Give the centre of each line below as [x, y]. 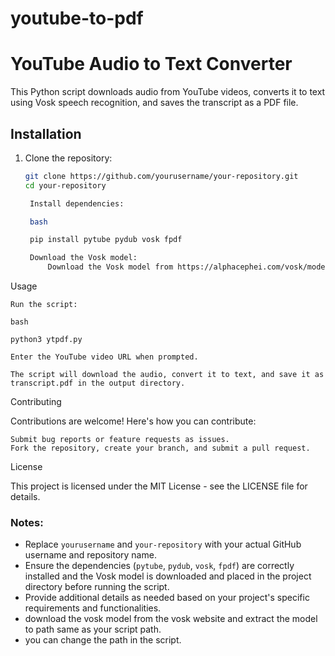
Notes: [27, 522]
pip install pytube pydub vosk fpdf [106, 240]
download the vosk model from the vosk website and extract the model [171, 619]
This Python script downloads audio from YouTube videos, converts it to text [168, 92]
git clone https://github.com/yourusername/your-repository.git [161, 176]
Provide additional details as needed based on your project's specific [167, 598]
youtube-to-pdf [77, 18]
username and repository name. [90, 555]
